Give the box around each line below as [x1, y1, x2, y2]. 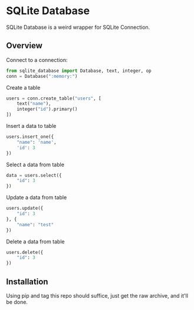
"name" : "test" [17, 222, 54, 227]
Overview [6, 41, 43, 51]
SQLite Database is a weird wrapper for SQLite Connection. [6, 24, 150, 31]
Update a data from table [6, 194, 67, 201]
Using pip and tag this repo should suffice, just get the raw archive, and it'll [6, 292, 189, 299]
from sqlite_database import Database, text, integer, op [6, 68, 152, 74]
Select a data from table [6, 161, 65, 168]
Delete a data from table [6, 238, 65, 245]
